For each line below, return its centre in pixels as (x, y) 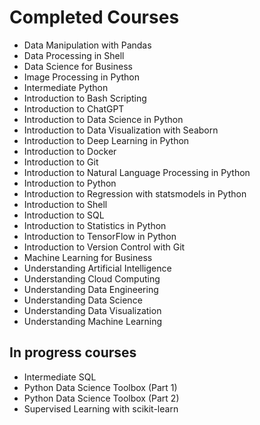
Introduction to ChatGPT (74, 108)
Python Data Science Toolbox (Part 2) (101, 398)
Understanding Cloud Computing (92, 278)
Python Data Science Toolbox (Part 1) (100, 387)
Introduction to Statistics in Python (95, 225)
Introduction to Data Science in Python (103, 119)
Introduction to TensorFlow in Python (100, 236)
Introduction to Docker (70, 151)
